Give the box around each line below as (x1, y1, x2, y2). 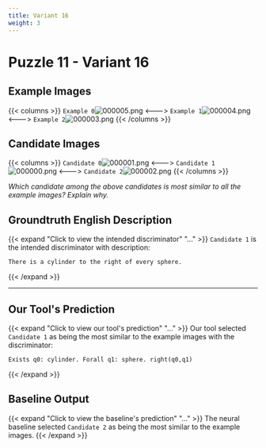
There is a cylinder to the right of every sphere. (8, 258, 182, 266)
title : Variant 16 (8, 11, 69, 20)
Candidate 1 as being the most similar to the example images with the (8, 331, 235, 341)
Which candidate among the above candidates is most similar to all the (8, 182, 241, 191)
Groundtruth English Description (8, 213, 173, 227)
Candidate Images (8, 136, 101, 151)
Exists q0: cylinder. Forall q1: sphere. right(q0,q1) (8, 355, 193, 363)
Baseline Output (8, 392, 89, 406)
